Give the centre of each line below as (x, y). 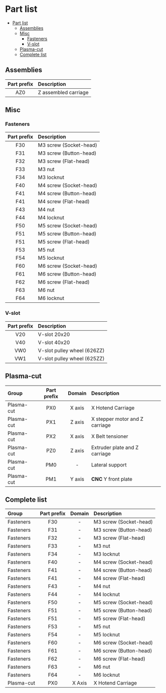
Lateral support (109, 464)
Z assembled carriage (63, 92)
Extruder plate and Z (115, 447)
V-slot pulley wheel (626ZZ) (71, 350)
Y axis (77, 479)
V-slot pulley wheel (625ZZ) (71, 358)
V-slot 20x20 (54, 334)
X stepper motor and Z (117, 419)
